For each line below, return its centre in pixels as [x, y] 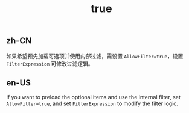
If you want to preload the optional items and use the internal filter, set [94, 97]
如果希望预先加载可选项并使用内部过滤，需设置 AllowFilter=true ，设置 [95, 56]
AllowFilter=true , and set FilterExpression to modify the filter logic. [92, 103]
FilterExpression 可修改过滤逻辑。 [50, 63]
